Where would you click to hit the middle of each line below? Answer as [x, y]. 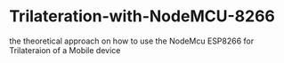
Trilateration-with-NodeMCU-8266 [142, 16]
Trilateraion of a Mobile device [65, 50]
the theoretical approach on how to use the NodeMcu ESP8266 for [132, 41]
